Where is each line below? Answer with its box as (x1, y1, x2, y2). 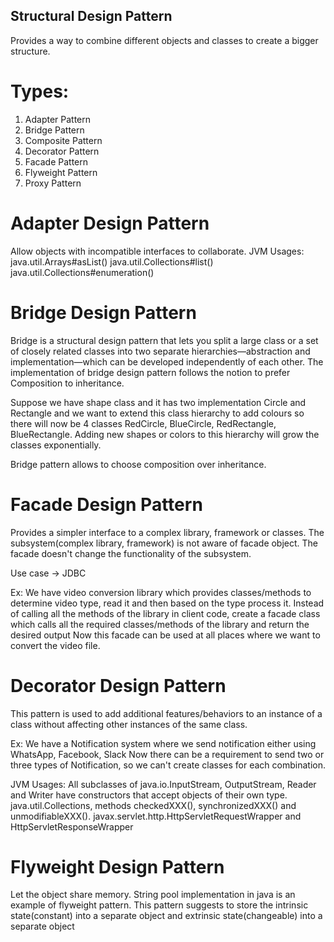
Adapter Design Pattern (10, 212, 210, 234)
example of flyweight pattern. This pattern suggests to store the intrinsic (10, 899, 309, 911)
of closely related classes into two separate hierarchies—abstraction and (10, 345, 311, 357)
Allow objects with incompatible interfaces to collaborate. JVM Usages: (10, 245, 305, 257)
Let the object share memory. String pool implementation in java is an (10, 889, 296, 901)
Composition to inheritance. (10, 377, 125, 389)
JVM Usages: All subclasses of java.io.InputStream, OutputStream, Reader (10, 778, 317, 790)
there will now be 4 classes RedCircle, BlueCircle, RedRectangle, (10, 417, 277, 429)
